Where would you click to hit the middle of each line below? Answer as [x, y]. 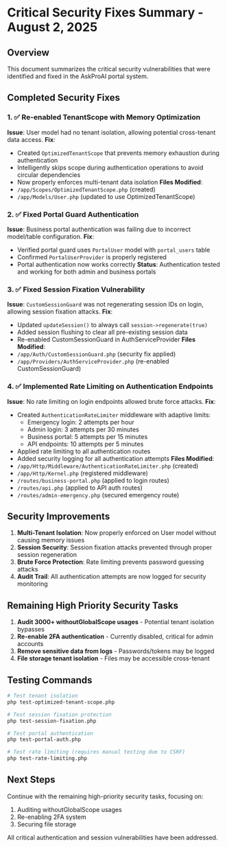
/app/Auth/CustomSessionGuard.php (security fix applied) [96, 354]
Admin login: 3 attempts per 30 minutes [83, 429]
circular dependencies [49, 175]
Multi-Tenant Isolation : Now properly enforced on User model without [117, 533]
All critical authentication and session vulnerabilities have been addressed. [112, 837]
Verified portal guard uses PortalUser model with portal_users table [113, 250]
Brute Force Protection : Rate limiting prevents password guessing [110, 562]
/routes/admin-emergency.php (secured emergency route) [98, 494]
